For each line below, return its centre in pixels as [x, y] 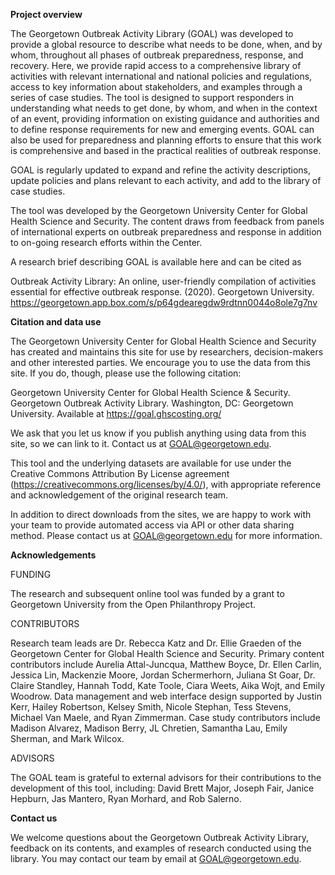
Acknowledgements [53, 555]
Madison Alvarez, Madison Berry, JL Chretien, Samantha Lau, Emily [149, 728]
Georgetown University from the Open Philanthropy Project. [133, 604]
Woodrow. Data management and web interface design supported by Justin [166, 696]
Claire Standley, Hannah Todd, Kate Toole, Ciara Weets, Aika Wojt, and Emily [168, 685]
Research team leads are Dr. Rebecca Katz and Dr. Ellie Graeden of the [156, 643]
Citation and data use [56, 322]
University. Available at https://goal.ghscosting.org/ [116, 413]
